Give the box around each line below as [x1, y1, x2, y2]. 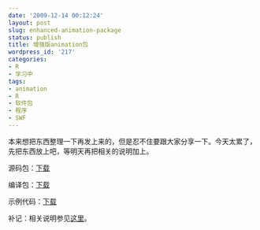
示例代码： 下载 [8, 196, 57, 206]
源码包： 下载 [8, 163, 50, 172]
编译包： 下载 [8, 180, 50, 189]
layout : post [8, 19, 51, 27]
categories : [8, 56, 47, 64]
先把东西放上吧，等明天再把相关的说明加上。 [8, 147, 154, 156]
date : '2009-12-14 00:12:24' [8, 11, 104, 20]
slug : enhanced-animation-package [8, 26, 122, 34]
